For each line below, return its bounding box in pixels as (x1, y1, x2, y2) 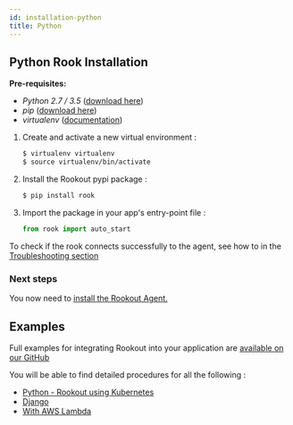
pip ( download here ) (21, 105, 97, 116)
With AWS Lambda (21, 405, 92, 416)
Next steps (9, 272, 58, 285)
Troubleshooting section (9, 250, 99, 260)
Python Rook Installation (9, 55, 149, 70)
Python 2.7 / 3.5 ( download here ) (21, 96, 145, 106)
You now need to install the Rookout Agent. (9, 293, 168, 304)
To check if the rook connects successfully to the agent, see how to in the (9, 241, 281, 251)
